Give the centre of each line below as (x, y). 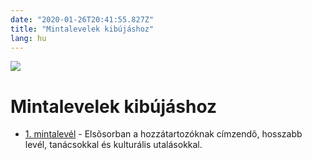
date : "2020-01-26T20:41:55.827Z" (82, 19)
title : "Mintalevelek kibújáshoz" (82, 29)
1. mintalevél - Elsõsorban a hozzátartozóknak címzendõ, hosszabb (163, 134)
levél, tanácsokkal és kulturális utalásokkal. (113, 145)
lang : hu (28, 38)
